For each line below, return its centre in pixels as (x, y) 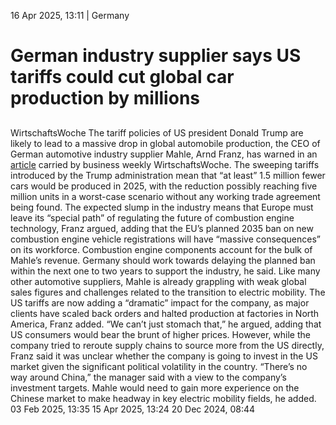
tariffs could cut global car (122, 77)
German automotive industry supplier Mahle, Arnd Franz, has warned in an (164, 154)
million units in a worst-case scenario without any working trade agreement (165, 196)
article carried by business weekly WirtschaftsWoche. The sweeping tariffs (165, 164)
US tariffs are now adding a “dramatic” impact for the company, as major (160, 302)
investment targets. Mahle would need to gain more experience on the (155, 387)
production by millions (105, 98)
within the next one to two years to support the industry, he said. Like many (165, 271)
